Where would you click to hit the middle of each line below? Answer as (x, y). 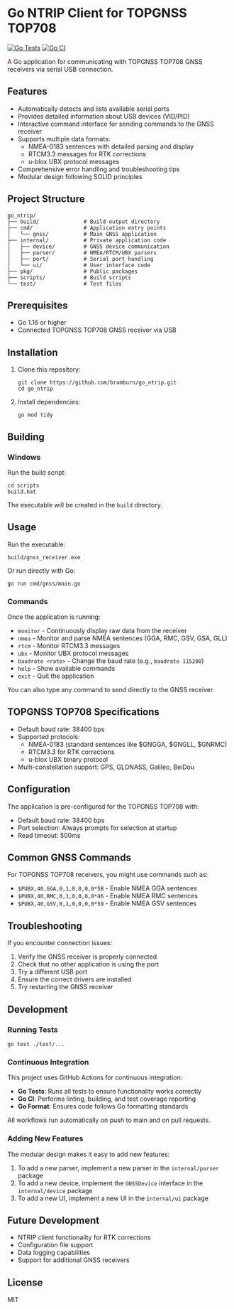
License (25, 1282)
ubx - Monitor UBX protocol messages (73, 653)
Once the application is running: (54, 617)
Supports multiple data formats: (64, 139)
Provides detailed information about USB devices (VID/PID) (104, 116)
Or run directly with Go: (41, 571)
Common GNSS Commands (69, 857)
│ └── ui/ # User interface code (79, 265)
